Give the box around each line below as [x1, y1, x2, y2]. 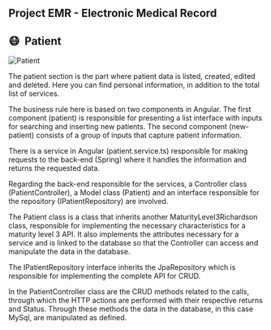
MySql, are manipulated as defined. [8, 313, 127, 323]
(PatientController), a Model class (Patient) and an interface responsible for [8, 188, 260, 198]
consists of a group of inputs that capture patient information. [36, 130, 242, 141]
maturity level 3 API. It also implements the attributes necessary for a [8, 229, 239, 239]
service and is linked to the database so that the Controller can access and [8, 238, 259, 248]
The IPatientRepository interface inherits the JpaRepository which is [8, 263, 236, 272]
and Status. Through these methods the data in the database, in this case [8, 304, 254, 314]
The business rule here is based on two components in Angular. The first [8, 105, 252, 115]
